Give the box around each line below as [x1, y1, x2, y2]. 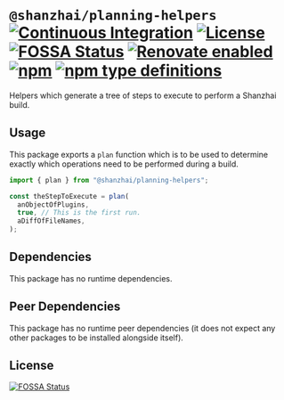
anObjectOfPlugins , [17, 200, 90, 209]
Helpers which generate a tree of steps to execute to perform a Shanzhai [9, 90, 277, 101]
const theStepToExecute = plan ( [9, 192, 129, 200]
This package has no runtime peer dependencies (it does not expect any [9, 322, 276, 333]
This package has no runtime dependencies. [9, 273, 173, 283]
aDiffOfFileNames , [17, 216, 86, 225]
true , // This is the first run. [17, 208, 142, 217]
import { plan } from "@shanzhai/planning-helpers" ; [9, 176, 209, 184]
